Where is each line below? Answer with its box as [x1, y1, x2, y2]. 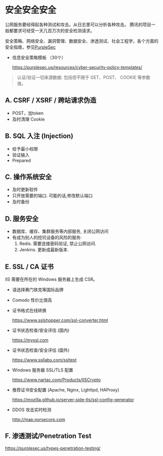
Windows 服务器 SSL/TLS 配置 [12, 367, 73, 373]
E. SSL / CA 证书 [5, 262, 54, 271]
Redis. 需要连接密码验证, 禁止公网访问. [19, 240, 96, 247]
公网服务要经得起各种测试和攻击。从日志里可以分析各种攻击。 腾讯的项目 [5, 22, 151, 27]
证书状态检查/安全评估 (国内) [12, 327, 70, 333]
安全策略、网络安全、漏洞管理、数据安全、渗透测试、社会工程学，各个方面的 [5, 38, 159, 44]
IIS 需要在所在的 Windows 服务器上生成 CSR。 [5, 277, 98, 282]
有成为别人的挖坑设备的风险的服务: [12, 235, 82, 240]
